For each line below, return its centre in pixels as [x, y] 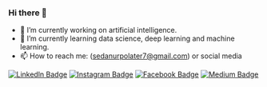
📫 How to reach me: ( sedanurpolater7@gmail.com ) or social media [131, 56]
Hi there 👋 [28, 13]
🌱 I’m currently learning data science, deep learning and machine [127, 38]
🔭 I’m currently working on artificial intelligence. [98, 30]
